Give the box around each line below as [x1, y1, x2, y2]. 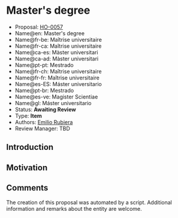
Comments [6, 183, 49, 193]
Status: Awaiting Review [14, 106, 76, 113]
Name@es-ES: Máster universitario [14, 80, 102, 87]
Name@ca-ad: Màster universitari [14, 55, 99, 62]
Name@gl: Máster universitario [14, 99, 92, 106]
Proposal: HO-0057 [14, 23, 64, 30]
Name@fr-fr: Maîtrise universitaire [14, 74, 100, 81]
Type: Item [14, 112, 42, 119]
